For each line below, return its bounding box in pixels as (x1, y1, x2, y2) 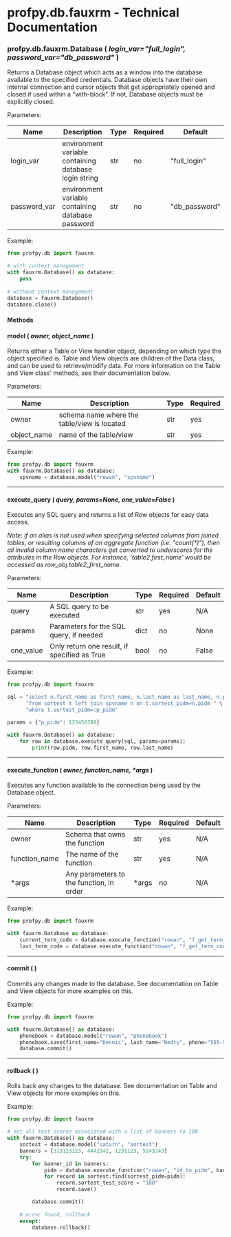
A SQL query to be (49, 602, 109, 611)
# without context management (7, 288, 94, 295)
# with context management (7, 263, 85, 269)
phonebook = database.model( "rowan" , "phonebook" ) (19, 1032, 168, 1039)
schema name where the (58, 410, 139, 420)
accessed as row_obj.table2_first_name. (7, 560, 122, 569)
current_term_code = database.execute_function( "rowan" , (19, 936, 186, 943)
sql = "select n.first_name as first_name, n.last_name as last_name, (7, 693, 214, 700)
